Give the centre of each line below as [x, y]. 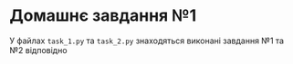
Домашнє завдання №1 [103, 16]
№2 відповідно [38, 50]
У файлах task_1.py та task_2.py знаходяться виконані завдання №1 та [147, 41]
